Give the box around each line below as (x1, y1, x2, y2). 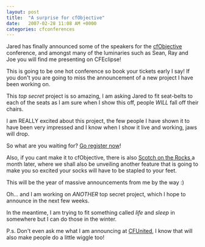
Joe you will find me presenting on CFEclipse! (6, 56, 121, 63)
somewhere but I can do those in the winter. (6, 215, 117, 223)
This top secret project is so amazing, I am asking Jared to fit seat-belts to (6, 92, 193, 100)
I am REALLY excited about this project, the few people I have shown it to (6, 117, 190, 125)
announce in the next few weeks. (6, 197, 90, 205)
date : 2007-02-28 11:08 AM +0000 (6, 20, 97, 26)
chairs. (6, 105, 24, 113)
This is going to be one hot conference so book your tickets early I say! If (6, 68, 190, 75)
